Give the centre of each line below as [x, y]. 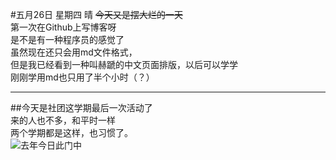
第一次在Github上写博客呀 [63, 27]
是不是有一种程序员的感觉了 [67, 39]
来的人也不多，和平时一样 [63, 120]
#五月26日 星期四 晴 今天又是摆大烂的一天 [96, 14]
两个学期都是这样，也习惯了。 [71, 132]
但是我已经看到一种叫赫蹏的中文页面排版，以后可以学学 [124, 64]
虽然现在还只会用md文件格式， [74, 52]
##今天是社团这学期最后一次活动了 [81, 107]
